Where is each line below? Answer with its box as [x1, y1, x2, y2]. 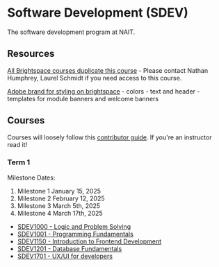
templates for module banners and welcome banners [7, 94, 159, 103]
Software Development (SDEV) [7, 5, 189, 21]
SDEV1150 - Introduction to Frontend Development [17, 237, 162, 246]
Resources [7, 48, 55, 60]
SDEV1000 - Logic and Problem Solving [17, 222, 131, 230]
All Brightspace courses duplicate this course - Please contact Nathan [7, 66, 209, 74]
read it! [7, 140, 28, 148]
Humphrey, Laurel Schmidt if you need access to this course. [7, 74, 182, 82]
